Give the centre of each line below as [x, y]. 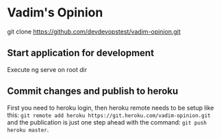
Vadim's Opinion [55, 13]
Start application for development [81, 53]
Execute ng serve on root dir [47, 69]
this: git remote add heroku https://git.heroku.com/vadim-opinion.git [109, 115]
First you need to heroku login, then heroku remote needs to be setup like [110, 108]
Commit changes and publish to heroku [93, 91]
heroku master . [28, 129]
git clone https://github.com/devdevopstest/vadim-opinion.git [94, 31]
